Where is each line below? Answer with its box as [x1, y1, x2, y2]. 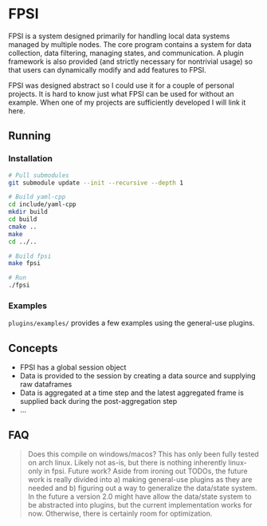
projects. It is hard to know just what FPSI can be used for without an [8, 89, 234, 98]
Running [8, 129, 52, 143]
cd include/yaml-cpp [8, 200, 77, 208]
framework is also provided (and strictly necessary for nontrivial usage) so [8, 57, 253, 66]
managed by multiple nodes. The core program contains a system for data [8, 39, 253, 49]
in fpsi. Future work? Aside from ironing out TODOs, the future [43, 466, 249, 476]
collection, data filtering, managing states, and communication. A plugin [8, 48, 245, 57]
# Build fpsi [8, 252, 52, 260]
